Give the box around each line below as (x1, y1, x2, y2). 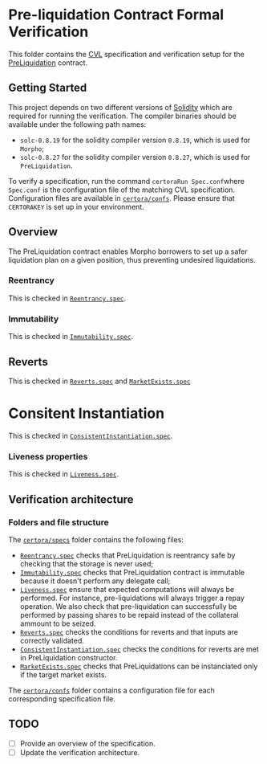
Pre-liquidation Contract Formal (8, 6, 225, 24)
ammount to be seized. (19, 619, 96, 628)
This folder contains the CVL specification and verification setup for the (8, 49, 245, 59)
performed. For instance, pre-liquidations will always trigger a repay (19, 593, 245, 603)
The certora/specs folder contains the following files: (8, 534, 184, 544)
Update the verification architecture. (19, 747, 140, 757)
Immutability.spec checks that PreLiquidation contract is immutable (19, 567, 245, 577)
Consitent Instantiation (8, 404, 165, 423)
